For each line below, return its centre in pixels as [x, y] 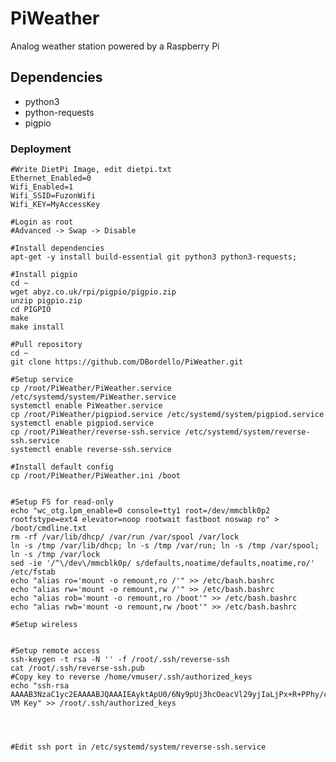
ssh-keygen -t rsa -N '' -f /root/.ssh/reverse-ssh [120, 660]
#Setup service [42, 380]
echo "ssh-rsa [40, 686]
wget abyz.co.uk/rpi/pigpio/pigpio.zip [93, 292]
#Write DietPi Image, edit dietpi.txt [91, 170]
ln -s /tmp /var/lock [55, 555]
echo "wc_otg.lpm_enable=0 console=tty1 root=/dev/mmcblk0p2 [140, 511]
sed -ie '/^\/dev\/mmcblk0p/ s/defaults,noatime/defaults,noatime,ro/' [162, 563]
